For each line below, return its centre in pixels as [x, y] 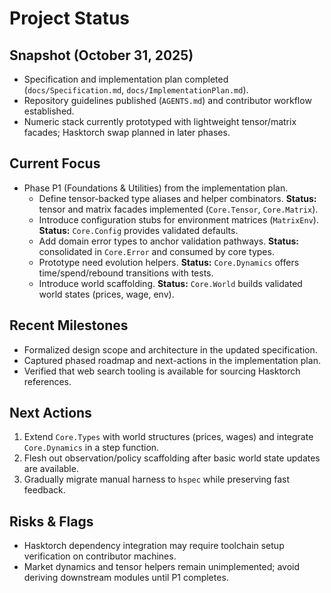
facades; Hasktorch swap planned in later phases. [127, 132]
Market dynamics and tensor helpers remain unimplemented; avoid [162, 567]
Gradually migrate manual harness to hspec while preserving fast [157, 479]
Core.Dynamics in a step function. [91, 448]
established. [49, 111]
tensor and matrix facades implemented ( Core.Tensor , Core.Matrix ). [178, 209]
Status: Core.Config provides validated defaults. [138, 230]
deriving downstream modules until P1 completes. [126, 578]
